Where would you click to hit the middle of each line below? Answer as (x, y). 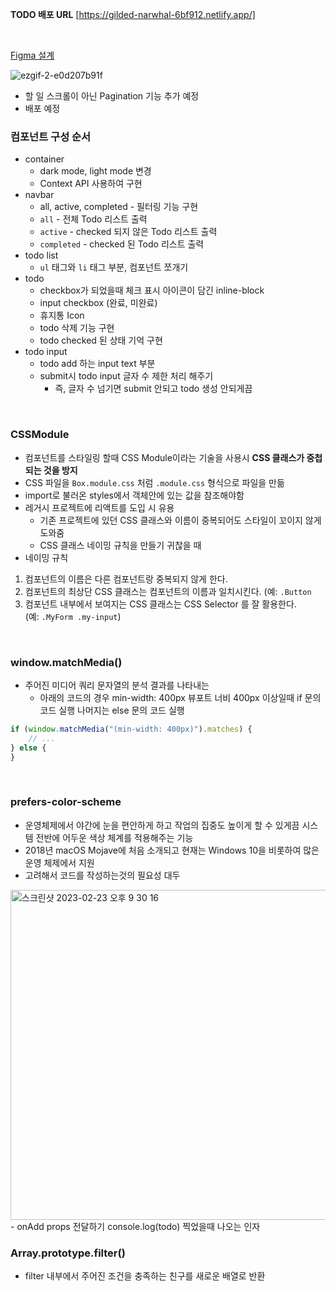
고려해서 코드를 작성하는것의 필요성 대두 (102, 875)
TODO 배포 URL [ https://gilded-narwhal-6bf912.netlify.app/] (133, 14)
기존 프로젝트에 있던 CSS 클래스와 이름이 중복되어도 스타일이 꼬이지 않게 (180, 520)
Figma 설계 (32, 55)
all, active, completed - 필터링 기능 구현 (119, 207)
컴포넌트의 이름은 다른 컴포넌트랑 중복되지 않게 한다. (126, 579)
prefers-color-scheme (66, 802)
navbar (39, 195)
